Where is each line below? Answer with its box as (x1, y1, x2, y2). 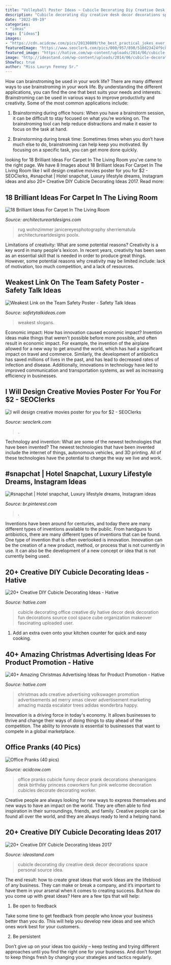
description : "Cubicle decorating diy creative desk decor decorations (5, 12, 160, 17)
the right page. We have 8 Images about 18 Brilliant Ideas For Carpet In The (5, 162, 163, 168)
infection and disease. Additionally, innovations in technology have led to (5, 361, 158, 368)
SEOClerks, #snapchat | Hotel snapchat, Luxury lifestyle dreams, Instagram (5, 173, 164, 179)
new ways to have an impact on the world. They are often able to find (5, 802, 151, 808)
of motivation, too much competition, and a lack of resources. (5, 263, 135, 269)
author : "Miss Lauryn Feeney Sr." (5, 64, 79, 69)
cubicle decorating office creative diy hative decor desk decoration (17, 609, 159, 615)
